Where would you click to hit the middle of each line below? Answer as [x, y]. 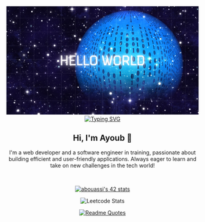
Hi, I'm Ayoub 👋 [103, 138]
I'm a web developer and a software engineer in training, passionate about [103, 152]
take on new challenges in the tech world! [103, 166]
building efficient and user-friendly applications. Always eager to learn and [103, 159]
